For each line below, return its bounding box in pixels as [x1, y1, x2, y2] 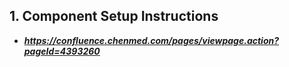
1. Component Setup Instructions [9, 8, 219, 25]
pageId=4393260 [23, 45, 101, 57]
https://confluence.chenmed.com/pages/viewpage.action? [23, 34, 280, 46]
